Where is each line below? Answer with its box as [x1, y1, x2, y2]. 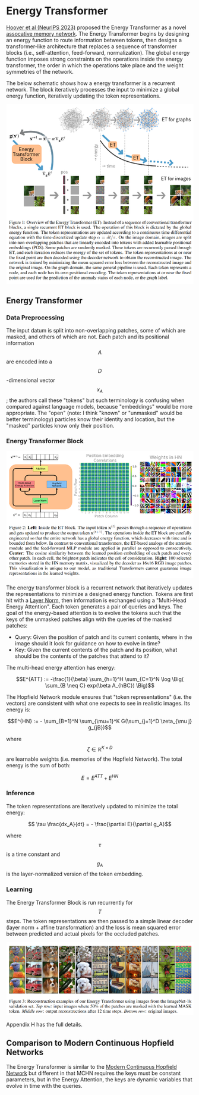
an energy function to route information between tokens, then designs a [6, 36, 182, 43]
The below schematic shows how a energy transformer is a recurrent [6, 79, 175, 87]
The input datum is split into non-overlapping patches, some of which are [6, 327, 186, 334]
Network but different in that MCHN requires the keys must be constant [6, 1069, 181, 1077]
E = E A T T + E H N [81, 773, 119, 782]
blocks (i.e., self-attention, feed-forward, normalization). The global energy [6, 49, 190, 56]
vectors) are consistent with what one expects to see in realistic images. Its [6, 699, 190, 707]
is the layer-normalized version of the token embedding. [6, 870, 144, 878]
